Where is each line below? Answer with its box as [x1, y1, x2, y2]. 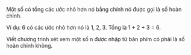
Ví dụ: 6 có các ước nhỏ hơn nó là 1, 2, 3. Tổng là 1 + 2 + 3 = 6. [6, 24, 161, 31]
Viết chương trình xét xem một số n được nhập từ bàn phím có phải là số [6, 36, 185, 42]
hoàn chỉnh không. [6, 42, 53, 49]
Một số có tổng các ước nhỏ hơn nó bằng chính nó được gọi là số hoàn [6, 6, 182, 13]
